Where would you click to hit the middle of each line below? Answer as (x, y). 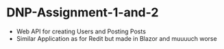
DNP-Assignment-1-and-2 (83, 13)
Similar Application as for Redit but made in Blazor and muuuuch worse (116, 38)
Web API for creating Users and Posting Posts (81, 31)
